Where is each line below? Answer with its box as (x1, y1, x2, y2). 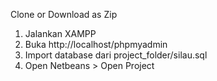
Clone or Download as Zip (10, 9, 118, 20)
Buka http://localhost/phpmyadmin (24, 39, 168, 50)
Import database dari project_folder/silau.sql (24, 49, 208, 61)
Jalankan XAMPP (24, 28, 97, 39)
